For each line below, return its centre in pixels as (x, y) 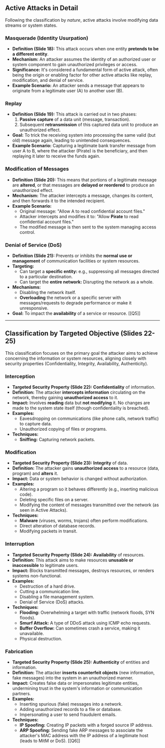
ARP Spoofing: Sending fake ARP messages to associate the (81, 730)
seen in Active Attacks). (43, 510)
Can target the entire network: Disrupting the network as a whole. (86, 282)
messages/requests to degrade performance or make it (75, 303)
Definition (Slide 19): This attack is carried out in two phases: (74, 114)
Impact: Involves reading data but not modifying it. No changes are (81, 403)
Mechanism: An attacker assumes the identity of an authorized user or (84, 59)
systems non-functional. (37, 576)
